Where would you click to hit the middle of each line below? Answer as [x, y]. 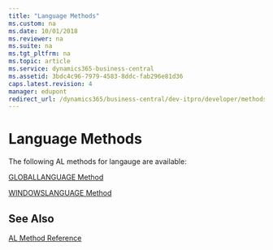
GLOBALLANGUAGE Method [56, 177]
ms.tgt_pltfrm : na [39, 54]
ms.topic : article [39, 62]
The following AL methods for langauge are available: [97, 162]
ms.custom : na [32, 24]
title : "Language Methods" [54, 16]
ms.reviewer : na [36, 39]
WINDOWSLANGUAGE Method [60, 193]
